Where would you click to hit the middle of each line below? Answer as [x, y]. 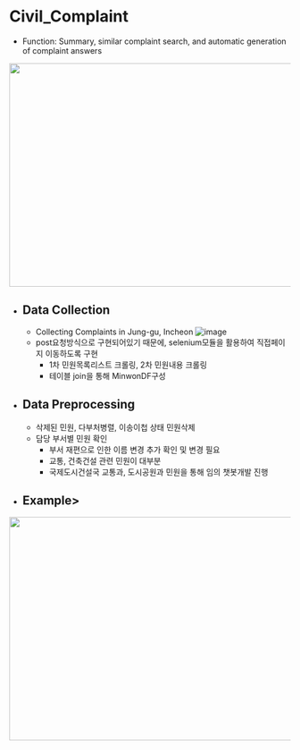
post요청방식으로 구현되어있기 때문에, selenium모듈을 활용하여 [145, 342]
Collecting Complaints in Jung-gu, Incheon [114, 332]
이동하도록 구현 [71, 353]
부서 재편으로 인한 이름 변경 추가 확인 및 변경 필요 [134, 450]
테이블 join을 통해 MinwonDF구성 [108, 375]
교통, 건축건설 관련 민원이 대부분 [105, 460]
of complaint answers [62, 50]
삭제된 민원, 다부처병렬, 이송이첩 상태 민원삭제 [115, 427]
